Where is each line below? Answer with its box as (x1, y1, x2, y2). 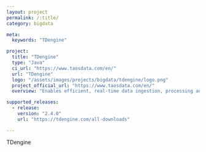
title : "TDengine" (12, 54, 59, 60)
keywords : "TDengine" (12, 37, 67, 44)
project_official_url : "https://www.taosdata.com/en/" (12, 82, 155, 89)
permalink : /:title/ (6, 15, 59, 21)
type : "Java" (12, 59, 45, 66)
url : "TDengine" (12, 71, 53, 77)
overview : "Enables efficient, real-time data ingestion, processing (12, 88, 193, 94)
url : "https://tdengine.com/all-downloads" (17, 116, 131, 123)
